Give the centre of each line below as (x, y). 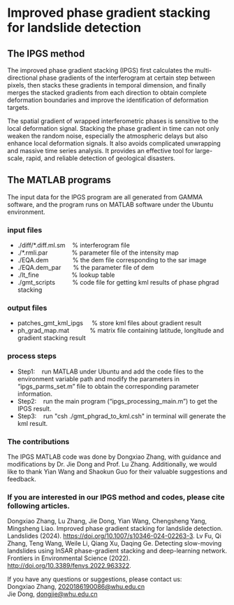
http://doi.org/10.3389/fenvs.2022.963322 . (69, 566)
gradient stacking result (51, 338)
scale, (16, 158)
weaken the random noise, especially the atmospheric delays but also (108, 136)
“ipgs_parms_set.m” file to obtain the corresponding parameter (108, 386)
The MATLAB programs (59, 180)
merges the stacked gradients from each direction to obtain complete (107, 93)
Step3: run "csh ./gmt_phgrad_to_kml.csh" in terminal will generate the (122, 416)
